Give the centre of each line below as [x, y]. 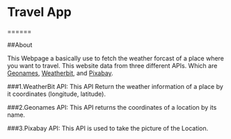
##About [20, 44]
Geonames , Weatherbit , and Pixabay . [60, 73]
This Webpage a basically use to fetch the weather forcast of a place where [116, 58]
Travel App [39, 12]
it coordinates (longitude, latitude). [57, 94]
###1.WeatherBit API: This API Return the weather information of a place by [115, 86]
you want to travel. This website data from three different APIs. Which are [112, 65]
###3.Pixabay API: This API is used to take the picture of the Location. [108, 128]
